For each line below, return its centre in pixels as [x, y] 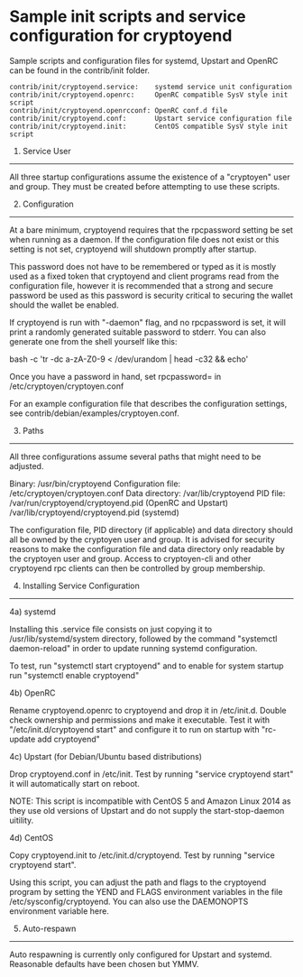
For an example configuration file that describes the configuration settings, [148, 403]
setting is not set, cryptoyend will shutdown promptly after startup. [133, 249]
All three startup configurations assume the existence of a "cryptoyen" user [150, 177]
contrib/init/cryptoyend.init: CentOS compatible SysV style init [149, 126]
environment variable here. [60, 911]
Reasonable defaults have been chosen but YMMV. [104, 963]
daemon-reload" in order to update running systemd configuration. [133, 648]
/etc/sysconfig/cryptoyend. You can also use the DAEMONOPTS [129, 901]
